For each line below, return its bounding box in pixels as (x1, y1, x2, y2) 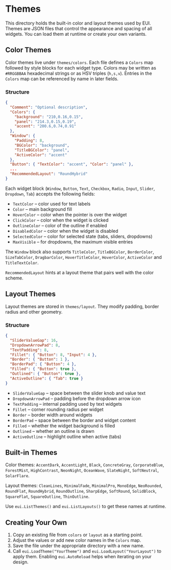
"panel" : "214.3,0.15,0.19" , (14, 119, 77, 124)
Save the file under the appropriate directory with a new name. (12, 543, 144, 549)
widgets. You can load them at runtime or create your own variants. (5, 31, 147, 37)
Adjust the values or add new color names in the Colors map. (12, 537, 141, 543)
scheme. (5, 275, 24, 281)
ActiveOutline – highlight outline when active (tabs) (12, 433, 121, 440)
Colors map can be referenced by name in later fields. (5, 75, 119, 82)
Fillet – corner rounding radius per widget (12, 406, 104, 412)
